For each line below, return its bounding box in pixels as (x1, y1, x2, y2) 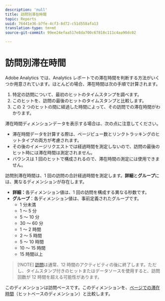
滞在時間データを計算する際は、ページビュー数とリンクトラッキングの (12, 131, 156, 137)
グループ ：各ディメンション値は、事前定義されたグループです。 (12, 195, 142, 201)
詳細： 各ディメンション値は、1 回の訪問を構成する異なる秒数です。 (12, 189, 150, 195)
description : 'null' (5, 7, 48, 12)
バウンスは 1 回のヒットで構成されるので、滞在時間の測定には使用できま (12, 155, 160, 161)
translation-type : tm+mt (5, 26, 56, 31)
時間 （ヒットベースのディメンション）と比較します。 (5, 291, 113, 297)
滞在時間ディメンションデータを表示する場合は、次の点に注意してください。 (5, 120, 161, 126)
